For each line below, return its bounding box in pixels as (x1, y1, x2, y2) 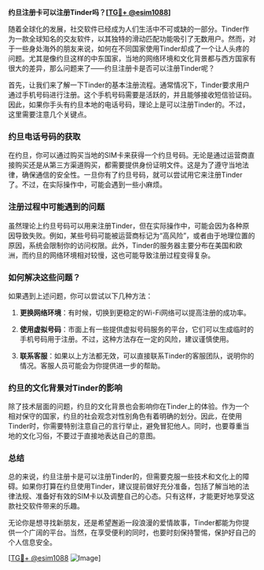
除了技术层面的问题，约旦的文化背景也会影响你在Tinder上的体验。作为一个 (8, 402, 250, 411)
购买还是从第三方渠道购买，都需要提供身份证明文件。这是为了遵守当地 (14, 160, 242, 170)
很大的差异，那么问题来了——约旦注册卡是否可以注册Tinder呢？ (8, 64, 215, 73)
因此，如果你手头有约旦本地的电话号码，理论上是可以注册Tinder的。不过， (8, 100, 250, 109)
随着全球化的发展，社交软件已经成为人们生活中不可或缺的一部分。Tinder (8, 24, 243, 34)
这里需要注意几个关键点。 (8, 110, 91, 119)
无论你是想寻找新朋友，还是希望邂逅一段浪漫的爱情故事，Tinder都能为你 (8, 518, 243, 528)
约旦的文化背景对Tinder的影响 (8, 382, 123, 393)
